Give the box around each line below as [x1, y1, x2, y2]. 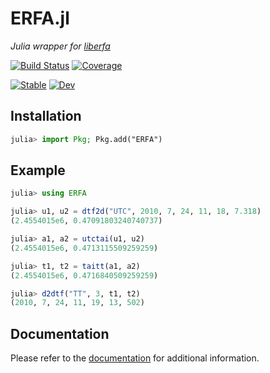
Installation [10, 108, 82, 125]
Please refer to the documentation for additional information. [10, 352, 260, 364]
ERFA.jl [10, 7, 70, 30]
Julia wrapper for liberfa [10, 40, 111, 52]
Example [10, 162, 66, 179]
